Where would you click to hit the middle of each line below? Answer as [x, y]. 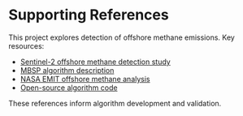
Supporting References [89, 15]
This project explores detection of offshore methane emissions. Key [122, 37]
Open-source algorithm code [69, 88]
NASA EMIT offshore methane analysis [85, 79]
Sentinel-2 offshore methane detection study [95, 62]
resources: [26, 45]
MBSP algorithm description [67, 70]
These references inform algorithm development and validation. [115, 103]
